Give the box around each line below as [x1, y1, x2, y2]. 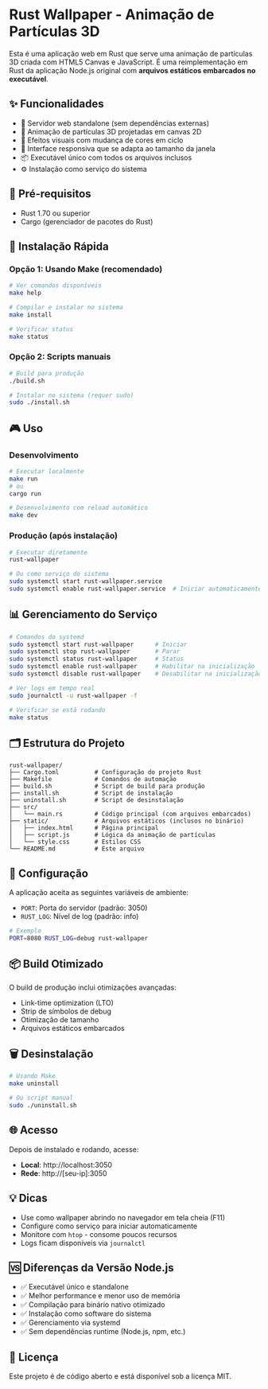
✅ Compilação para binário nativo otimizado [20, 1300, 165, 1309]
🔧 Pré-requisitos [9, 187, 91, 200]
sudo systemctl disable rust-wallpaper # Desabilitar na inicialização [9, 670, 262, 678]
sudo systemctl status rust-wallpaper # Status [9, 655, 184, 663]
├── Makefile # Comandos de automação [9, 776, 177, 784]
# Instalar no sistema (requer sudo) [9, 391, 134, 399]
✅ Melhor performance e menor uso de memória [20, 1291, 181, 1301]
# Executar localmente [9, 467, 84, 475]
